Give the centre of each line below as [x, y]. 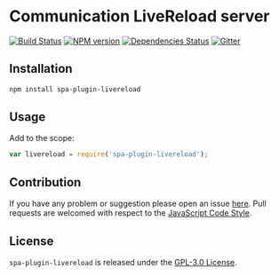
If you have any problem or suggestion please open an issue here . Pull [138, 204]
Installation [41, 69]
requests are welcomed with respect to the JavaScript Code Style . [131, 213]
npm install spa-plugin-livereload [75, 89]
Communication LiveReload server [139, 16]
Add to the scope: [42, 138]
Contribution [45, 182]
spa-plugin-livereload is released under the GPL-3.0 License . [123, 262]
